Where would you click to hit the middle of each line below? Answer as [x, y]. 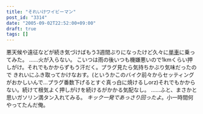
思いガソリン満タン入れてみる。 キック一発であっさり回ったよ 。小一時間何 [100, 98]
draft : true [21, 29]
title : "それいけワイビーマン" [41, 12]
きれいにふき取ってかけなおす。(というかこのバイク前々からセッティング [104, 75]
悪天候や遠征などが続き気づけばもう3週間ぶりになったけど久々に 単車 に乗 [98, 52]
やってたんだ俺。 [28, 105]
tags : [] [17, 34]
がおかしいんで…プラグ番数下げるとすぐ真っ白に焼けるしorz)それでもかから [101, 83]
